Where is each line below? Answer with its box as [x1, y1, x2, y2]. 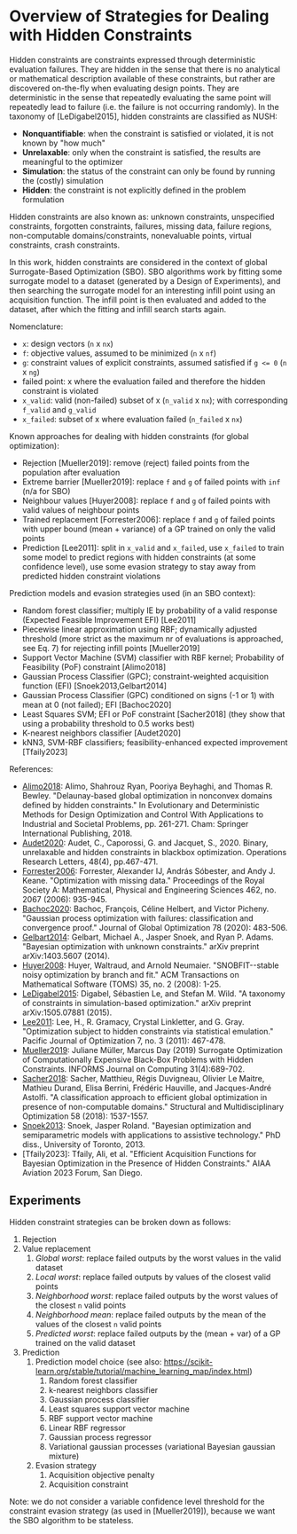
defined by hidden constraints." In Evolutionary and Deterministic [21, 799, 260, 810]
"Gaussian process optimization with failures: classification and [21, 912, 254, 924]
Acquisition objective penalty [48, 1469, 155, 1480]
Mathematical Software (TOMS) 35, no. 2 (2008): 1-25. [21, 979, 222, 989]
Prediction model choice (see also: [35, 1356, 162, 1367]
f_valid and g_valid [21, 404, 97, 414]
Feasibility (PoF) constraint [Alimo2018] [21, 661, 167, 672]
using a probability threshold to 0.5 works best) [21, 718, 195, 728]
